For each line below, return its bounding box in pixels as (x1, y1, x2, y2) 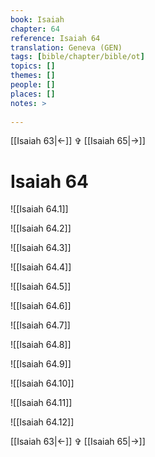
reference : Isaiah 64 (10, 33, 101, 43)
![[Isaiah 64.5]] (10, 281, 72, 293)
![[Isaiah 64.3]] (10, 242, 72, 254)
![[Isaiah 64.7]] (10, 319, 71, 331)
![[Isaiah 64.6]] (10, 300, 72, 312)
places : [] (10, 89, 56, 99)
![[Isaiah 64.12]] (10, 416, 75, 428)
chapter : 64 (10, 24, 60, 34)
